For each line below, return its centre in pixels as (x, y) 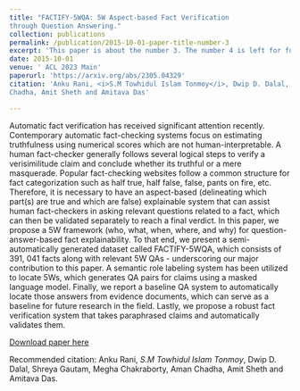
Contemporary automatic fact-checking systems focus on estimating (136, 135)
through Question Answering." (66, 26)
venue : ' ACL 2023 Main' (55, 68)
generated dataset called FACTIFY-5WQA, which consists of (171, 249)
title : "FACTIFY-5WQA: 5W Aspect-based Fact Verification (119, 17)
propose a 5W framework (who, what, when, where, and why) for (129, 229)
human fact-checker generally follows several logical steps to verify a (137, 154)
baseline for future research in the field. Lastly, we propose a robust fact (142, 305)
